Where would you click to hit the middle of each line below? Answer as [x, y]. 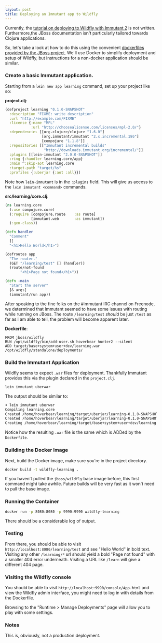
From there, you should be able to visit [43, 544]
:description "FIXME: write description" [52, 114]
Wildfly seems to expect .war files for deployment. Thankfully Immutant [76, 373]
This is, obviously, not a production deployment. [53, 636]
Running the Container [32, 502]
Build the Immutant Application [42, 362]
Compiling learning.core [30, 409]
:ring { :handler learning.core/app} [46, 159]
